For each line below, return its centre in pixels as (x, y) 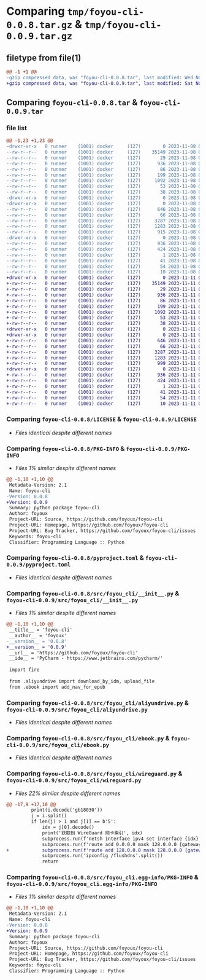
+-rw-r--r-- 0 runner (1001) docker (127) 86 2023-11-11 (101, 300)
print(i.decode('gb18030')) (67, 810)
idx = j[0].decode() (68, 828)
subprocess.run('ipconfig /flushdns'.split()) (103, 856)
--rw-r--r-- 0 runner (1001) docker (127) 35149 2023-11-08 (101, 152)
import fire (24, 670)
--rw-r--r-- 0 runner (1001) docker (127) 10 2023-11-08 (101, 272)
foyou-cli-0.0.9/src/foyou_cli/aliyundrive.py (77, 710)
